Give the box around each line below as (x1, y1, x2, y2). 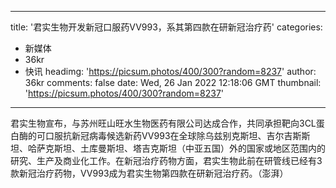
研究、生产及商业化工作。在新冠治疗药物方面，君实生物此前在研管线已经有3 (10, 155, 323, 166)
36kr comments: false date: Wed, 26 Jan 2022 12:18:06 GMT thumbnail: (24, 77, 322, 88)
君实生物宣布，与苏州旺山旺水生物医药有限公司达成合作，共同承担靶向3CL (10, 117, 317, 129)
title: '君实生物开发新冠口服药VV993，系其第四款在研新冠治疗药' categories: (10, 21, 323, 33)
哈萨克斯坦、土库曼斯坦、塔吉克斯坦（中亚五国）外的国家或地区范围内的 (27, 142, 326, 154)
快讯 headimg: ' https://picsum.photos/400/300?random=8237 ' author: (24, 66, 317, 77)
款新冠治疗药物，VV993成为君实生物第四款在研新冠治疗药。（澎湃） (10, 167, 289, 179)
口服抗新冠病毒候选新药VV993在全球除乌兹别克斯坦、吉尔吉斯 (44, 130, 302, 141)
